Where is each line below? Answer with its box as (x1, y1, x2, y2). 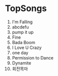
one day (12, 49, 29, 56)
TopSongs (5, 3, 47, 14)
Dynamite (12, 60, 31, 66)
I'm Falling (12, 19, 33, 25)
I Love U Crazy (12, 45, 42, 50)
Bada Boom (12, 39, 35, 45)
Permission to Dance (12, 55, 54, 61)
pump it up (12, 29, 34, 35)
